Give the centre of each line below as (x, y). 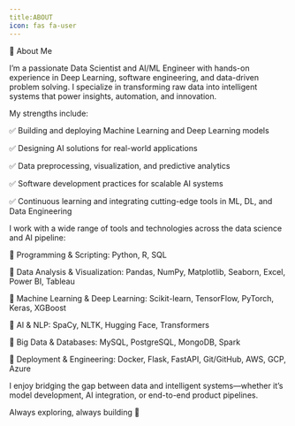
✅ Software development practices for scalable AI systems (116, 183)
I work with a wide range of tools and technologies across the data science (146, 228)
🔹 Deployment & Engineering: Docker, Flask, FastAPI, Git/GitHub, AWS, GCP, (148, 359)
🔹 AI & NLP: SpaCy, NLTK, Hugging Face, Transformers (110, 324)
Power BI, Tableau (42, 281)
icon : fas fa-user (43, 26)
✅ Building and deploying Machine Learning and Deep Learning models (139, 130)
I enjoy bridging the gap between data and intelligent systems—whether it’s (146, 385)
